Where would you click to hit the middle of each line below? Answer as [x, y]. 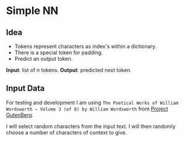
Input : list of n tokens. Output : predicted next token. [69, 70]
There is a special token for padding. [59, 53]
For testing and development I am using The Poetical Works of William [92, 102]
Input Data [25, 89]
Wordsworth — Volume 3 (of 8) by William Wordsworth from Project [87, 109]
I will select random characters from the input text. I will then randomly [91, 126]
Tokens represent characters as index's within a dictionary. [85, 46]
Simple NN [32, 11]
